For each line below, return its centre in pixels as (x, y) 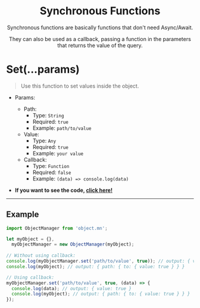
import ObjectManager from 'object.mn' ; (57, 228)
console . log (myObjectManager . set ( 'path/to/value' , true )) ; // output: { (98, 261)
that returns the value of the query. (100, 45)
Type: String (48, 115)
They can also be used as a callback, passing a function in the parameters (100, 39)
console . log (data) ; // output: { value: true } (72, 288)
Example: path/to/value (62, 128)
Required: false (52, 172)
